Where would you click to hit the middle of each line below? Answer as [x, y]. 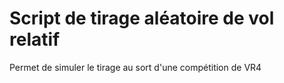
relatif [35, 39]
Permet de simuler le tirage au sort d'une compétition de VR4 [135, 67]
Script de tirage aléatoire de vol [142, 18]
